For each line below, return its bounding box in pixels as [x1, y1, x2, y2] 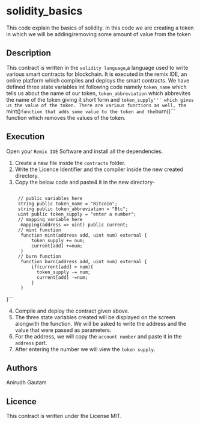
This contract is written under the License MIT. [6, 413, 122, 420]
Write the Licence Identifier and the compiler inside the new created [14, 166, 183, 173]
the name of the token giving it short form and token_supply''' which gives [6, 96, 194, 103]
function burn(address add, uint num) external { [20, 258, 147, 264]
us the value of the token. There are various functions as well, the [6, 102, 187, 108]
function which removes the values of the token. [6, 114, 126, 121]
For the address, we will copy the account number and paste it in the [14, 332, 182, 340]
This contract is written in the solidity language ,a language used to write [6, 64, 189, 71]
